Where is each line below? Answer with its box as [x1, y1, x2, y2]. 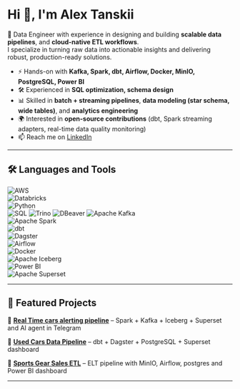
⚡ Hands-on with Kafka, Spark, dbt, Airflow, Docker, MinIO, [17, 67, 195, 76]
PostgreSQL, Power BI [17, 77, 84, 86]
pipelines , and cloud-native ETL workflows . [7, 37, 139, 46]
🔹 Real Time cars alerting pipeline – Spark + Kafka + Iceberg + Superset [7, 315, 222, 324]
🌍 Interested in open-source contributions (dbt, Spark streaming [17, 114, 212, 123]
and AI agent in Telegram [7, 323, 81, 332]
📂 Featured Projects [7, 297, 97, 309]
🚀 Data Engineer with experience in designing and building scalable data [7, 30, 222, 39]
